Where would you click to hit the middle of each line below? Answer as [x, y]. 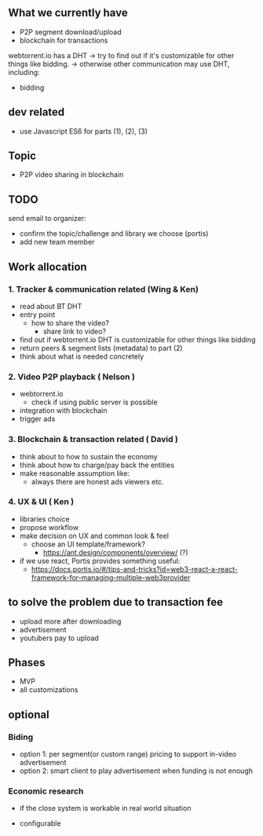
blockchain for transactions [64, 40]
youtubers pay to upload [59, 638]
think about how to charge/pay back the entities [97, 465]
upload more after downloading [70, 621]
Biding [21, 737]
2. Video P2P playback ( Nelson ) [72, 377]
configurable [40, 823]
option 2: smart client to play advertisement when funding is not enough [136, 771]
